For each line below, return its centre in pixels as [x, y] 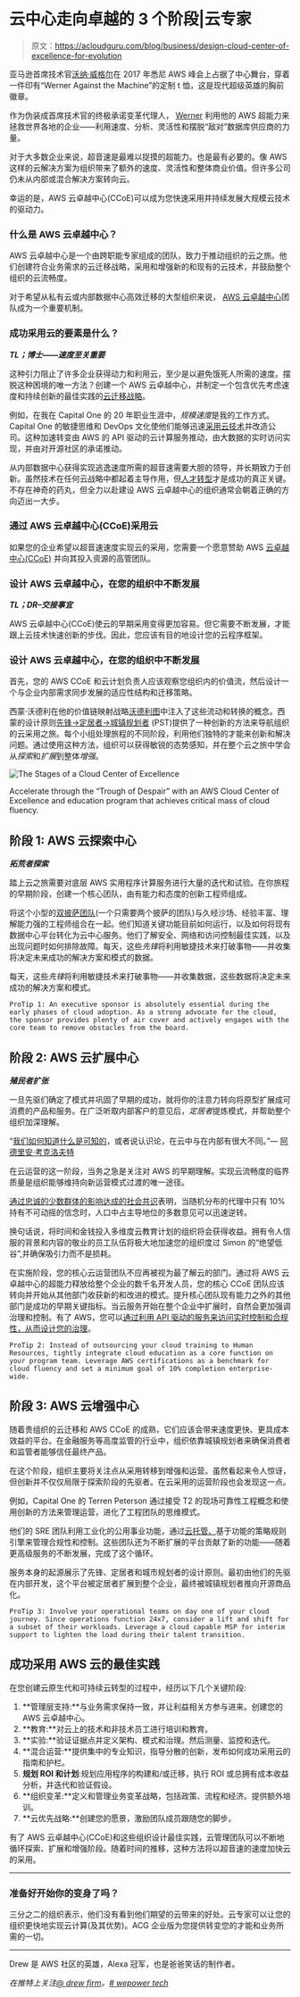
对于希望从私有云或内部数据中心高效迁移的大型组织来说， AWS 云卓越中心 [146, 297]
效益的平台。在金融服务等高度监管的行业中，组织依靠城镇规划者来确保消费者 [150, 1440]
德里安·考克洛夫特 [42, 1152]
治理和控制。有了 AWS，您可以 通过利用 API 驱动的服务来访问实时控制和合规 [149, 1318]
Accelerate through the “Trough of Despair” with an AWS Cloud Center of [144, 791]
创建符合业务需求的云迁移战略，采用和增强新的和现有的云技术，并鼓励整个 [154, 267]
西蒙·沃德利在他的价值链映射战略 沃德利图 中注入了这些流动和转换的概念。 [144, 711]
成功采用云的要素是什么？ [64, 334]
